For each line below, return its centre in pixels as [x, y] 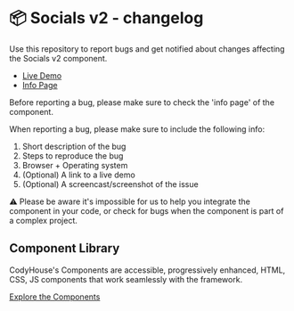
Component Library [65, 248]
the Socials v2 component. [58, 58]
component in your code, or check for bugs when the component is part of [147, 210]
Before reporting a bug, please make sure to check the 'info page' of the [142, 102]
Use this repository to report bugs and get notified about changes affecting [147, 49]
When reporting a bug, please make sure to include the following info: [137, 129]
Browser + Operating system [75, 165]
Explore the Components [55, 297]
